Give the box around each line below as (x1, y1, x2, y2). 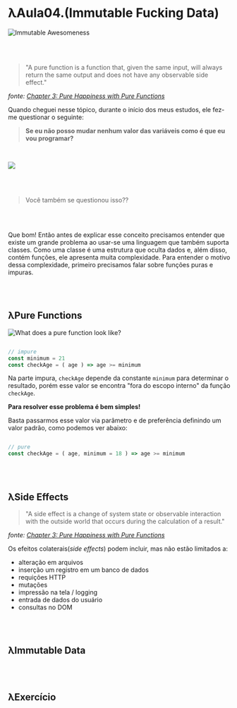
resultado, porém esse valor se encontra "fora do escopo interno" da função (8, 382, 231, 390)
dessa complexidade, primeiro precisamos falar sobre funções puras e (8, 260, 214, 269)
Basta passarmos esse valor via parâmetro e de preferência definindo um (8, 416, 221, 425)
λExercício (8, 691, 56, 703)
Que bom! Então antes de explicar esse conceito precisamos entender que (8, 231, 225, 239)
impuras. (8, 268, 34, 276)
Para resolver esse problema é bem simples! (8, 403, 141, 411)
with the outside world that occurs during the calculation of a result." (25, 517, 225, 525)
